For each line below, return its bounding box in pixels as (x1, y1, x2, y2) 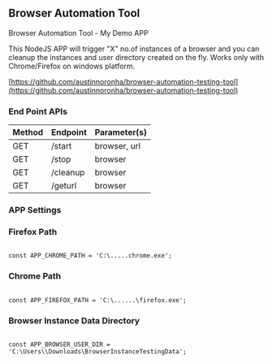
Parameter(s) (94, 127, 148, 138)
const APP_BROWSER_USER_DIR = (8, 340, 111, 349)
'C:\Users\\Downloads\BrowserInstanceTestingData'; (8, 347, 187, 356)
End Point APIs (8, 106, 67, 117)
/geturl (51, 180, 77, 192)
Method (12, 127, 44, 138)
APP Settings (8, 205, 62, 216)
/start (51, 141, 72, 152)
